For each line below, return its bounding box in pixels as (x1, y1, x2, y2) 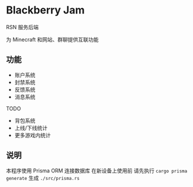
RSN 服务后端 (6, 23, 39, 30)
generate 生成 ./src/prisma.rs (6, 174, 80, 181)
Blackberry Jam (6, 4, 85, 17)
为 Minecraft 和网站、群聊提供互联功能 (6, 36, 99, 43)
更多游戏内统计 (14, 131, 51, 138)
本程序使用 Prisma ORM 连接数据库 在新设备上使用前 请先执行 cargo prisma (6, 167, 188, 174)
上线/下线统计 (14, 124, 48, 131)
